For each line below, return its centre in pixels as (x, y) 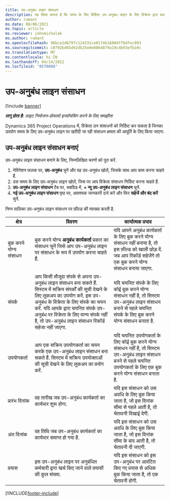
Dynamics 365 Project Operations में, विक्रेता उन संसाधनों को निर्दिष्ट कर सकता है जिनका (84, 126)
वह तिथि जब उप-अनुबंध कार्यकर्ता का (68, 431)
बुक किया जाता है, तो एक (136, 474)
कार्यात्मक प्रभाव (138, 222)
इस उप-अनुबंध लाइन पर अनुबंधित (66, 461)
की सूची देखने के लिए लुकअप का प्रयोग (69, 364)
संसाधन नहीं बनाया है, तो (136, 243)
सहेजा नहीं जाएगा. (51, 327)
